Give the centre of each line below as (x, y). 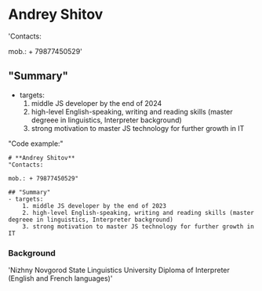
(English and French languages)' (60, 278)
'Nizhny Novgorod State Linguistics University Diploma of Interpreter (119, 270)
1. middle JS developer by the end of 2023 (95, 206)
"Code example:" (36, 144)
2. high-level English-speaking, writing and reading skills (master (138, 213)
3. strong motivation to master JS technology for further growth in (138, 226)
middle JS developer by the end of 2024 (96, 103)
